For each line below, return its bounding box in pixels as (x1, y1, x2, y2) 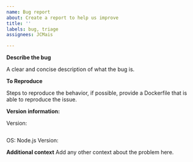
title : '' (6, 20, 32, 26)
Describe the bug (6, 54, 51, 61)
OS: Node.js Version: (6, 137, 59, 144)
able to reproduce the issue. (6, 96, 78, 103)
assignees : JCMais (6, 32, 53, 38)
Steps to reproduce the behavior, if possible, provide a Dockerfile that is (6, 89, 188, 97)
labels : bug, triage (6, 26, 59, 32)
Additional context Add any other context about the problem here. (6, 149, 174, 156)
